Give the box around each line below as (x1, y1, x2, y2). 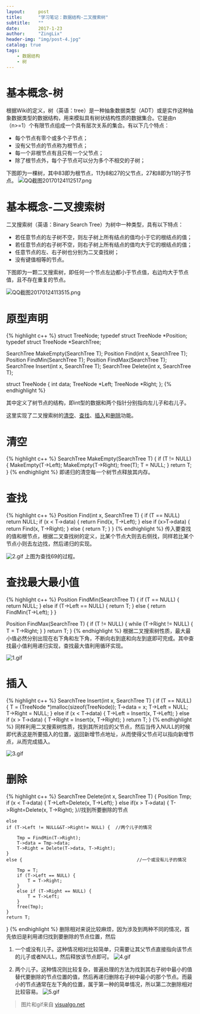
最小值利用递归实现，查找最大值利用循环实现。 (11, 642, 126, 650)
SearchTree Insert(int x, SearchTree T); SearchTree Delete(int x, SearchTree (6, 363, 192, 370)
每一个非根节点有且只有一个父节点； (14, 150, 104, 157)
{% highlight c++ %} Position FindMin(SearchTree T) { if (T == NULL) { (6, 596, 180, 603)
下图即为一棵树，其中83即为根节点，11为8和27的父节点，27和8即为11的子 (6, 169, 186, 177)
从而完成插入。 (16, 738, 54, 746)
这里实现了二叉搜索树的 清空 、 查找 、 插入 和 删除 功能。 (6, 412, 137, 419)
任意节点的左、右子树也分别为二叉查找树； (14, 249, 120, 256)
